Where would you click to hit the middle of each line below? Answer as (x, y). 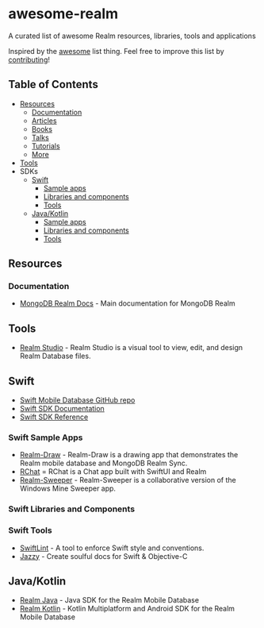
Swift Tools (31, 530)
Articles (44, 121)
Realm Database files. (55, 356)
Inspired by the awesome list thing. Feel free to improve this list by (116, 51)
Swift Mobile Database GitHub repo (77, 400)
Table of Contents (54, 85)
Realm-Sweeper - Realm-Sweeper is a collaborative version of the (128, 480)
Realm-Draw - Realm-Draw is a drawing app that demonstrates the (129, 455)
